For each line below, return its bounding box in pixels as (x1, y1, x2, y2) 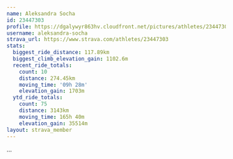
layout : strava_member (6, 126, 72, 133)
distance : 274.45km (19, 74, 76, 82)
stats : (6, 42, 26, 49)
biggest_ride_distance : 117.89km (13, 49, 110, 56)
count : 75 (19, 101, 48, 108)
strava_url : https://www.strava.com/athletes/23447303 (6, 36, 169, 43)
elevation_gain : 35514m (19, 119, 88, 127)
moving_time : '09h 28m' (19, 81, 88, 88)
